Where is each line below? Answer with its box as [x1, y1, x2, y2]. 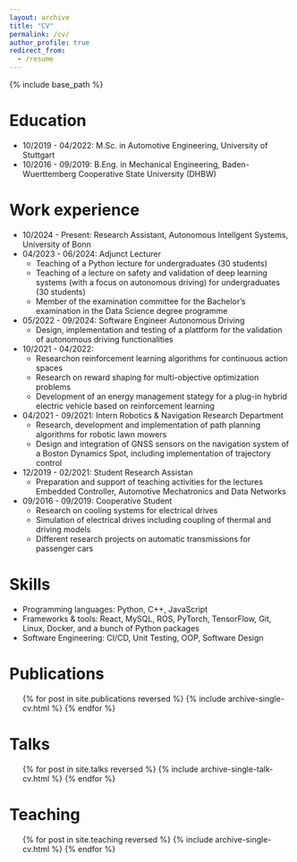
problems [35, 381, 72, 392]
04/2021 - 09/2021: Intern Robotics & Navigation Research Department [21, 410, 284, 420]
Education [9, 111, 87, 131]
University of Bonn [21, 239, 91, 249]
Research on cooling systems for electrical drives [35, 504, 218, 515]
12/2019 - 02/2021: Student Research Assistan [21, 467, 194, 477]
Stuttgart [21, 149, 55, 160]
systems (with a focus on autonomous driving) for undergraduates [35, 276, 280, 287]
